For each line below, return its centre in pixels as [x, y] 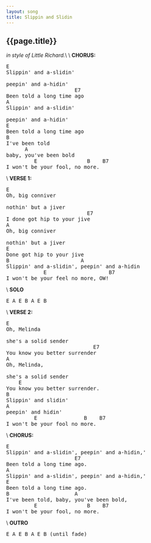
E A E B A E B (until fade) [47, 534]
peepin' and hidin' [34, 412]
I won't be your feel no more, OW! [58, 278]
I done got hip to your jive [48, 219]
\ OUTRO [17, 523]
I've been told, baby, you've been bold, [67, 500]
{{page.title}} [32, 41]
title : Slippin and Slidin [39, 17]
